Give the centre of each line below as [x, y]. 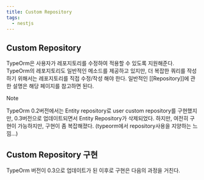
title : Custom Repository [39, 12]
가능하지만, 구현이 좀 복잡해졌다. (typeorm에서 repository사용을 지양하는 [104, 126]
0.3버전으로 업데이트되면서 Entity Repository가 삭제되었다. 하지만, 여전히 [101, 119]
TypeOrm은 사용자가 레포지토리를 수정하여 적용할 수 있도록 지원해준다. [90, 63]
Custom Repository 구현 [52, 155]
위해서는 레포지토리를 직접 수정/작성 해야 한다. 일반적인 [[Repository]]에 [103, 78]
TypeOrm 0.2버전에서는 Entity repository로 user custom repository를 [91, 111]
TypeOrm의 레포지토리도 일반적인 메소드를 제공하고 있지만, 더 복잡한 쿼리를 [96, 71]
